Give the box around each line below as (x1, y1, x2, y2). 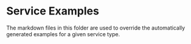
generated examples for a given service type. (6, 30, 120, 37)
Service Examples (6, 4, 99, 18)
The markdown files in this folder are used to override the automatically (6, 24, 186, 31)
